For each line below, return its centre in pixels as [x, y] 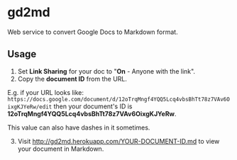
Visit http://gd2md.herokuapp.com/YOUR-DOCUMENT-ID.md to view [118, 141]
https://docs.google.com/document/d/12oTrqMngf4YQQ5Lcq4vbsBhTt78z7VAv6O [119, 99]
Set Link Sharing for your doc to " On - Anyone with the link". [106, 71]
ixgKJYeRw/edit [30, 107]
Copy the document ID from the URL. [72, 79]
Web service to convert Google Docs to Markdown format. [93, 32]
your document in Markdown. [61, 149]
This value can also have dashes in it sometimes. [79, 127]
